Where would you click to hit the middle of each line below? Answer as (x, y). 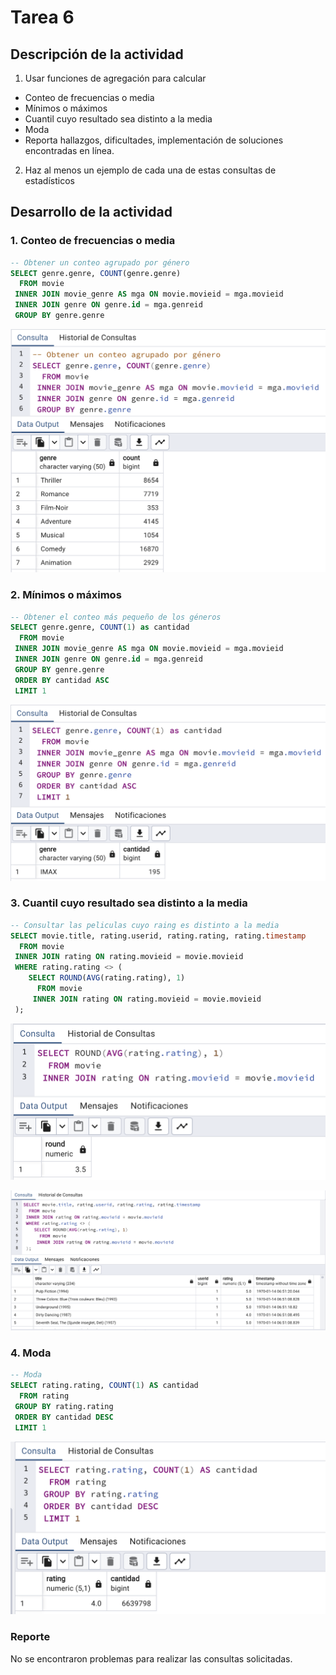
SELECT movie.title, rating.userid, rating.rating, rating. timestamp (158, 936)
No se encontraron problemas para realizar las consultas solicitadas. (151, 1658)
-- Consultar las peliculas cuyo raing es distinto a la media (145, 925)
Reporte (30, 1637)
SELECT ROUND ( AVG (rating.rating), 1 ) (107, 978)
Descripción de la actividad (97, 54)
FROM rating (44, 1396)
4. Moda (31, 1353)
